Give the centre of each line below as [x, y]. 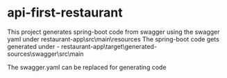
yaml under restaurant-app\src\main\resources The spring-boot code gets [113, 39]
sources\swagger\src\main [45, 54]
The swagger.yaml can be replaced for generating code [87, 67]
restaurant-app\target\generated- [109, 46]
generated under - [34, 46]
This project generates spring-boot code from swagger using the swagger [113, 32]
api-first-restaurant [65, 13]
